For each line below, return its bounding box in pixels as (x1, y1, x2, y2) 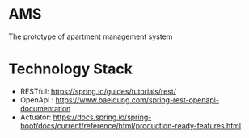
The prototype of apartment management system (8, 31, 173, 41)
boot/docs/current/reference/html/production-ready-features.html (19, 120, 241, 130)
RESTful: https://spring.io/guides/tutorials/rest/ (19, 86, 176, 96)
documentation (19, 103, 71, 113)
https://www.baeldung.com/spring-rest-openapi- (55, 94, 220, 105)
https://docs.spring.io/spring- (53, 112, 152, 122)
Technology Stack (8, 60, 133, 78)
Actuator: (19, 112, 52, 122)
